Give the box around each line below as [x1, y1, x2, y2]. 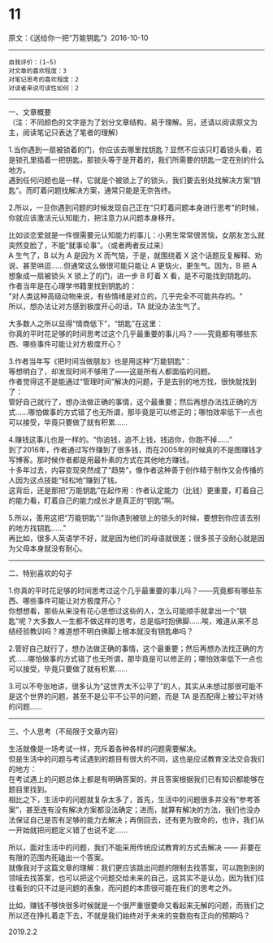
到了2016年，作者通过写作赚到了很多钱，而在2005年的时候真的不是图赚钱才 [8, 444, 263, 454]
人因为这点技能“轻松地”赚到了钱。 [8, 475, 122, 485]
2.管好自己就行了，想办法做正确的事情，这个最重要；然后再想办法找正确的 [8, 644, 258, 653]
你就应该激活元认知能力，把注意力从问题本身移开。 [8, 212, 180, 222]
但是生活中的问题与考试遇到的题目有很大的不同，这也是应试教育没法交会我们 [8, 753, 265, 763]
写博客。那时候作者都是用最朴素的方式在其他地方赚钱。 [8, 455, 193, 465]
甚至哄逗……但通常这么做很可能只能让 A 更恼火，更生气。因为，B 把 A [22, 260, 258, 270]
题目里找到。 [8, 784, 51, 794]
